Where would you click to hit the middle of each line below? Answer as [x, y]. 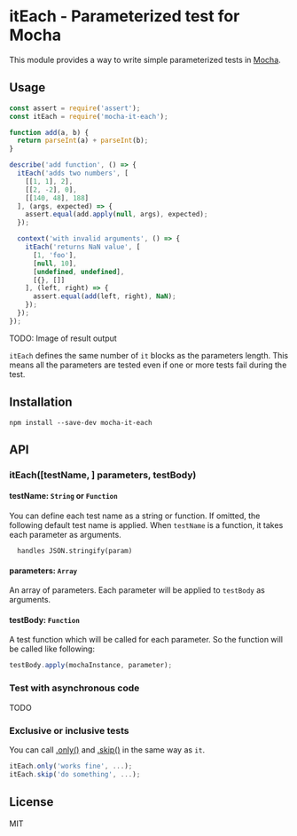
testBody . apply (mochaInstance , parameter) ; [91, 666]
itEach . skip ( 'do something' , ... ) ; [75, 774]
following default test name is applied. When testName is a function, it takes [146, 525]
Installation [41, 402]
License [31, 802]
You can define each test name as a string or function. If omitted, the [135, 516]
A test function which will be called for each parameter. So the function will [146, 640]
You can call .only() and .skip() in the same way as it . [107, 749]
